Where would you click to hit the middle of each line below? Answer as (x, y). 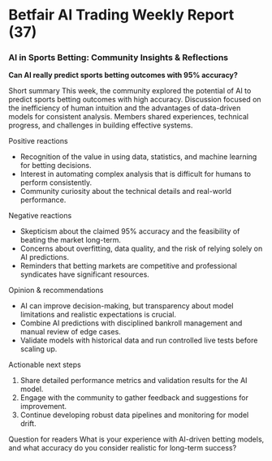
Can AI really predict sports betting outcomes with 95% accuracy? (123, 75)
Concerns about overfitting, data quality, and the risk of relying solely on (141, 248)
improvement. (43, 407)
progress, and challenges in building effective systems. (101, 125)
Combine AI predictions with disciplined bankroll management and (131, 323)
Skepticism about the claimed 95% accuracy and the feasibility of (130, 231)
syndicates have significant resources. (85, 274)
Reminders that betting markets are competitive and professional (128, 266)
